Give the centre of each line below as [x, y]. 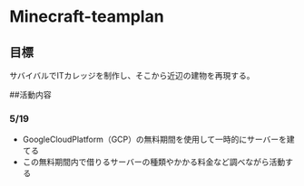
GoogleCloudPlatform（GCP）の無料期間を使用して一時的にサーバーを [155, 139]
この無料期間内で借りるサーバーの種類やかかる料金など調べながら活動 [154, 162]
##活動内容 [30, 95]
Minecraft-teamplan [87, 17]
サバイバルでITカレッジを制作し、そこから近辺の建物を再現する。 [132, 75]
